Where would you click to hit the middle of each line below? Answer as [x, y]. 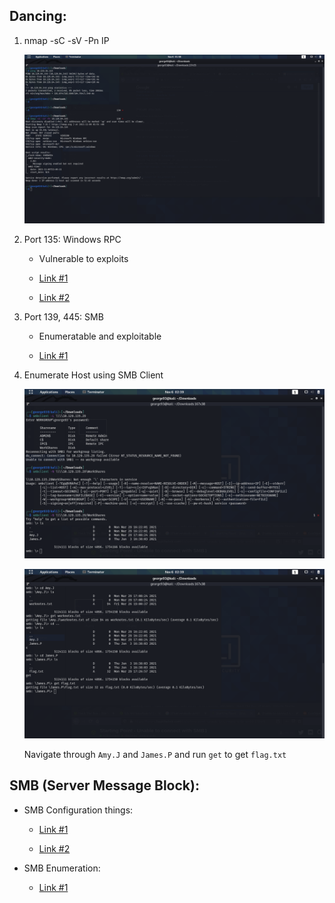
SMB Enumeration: [62, 868]
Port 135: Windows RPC [72, 239]
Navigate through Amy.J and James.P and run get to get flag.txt [155, 755]
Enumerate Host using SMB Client [93, 375]
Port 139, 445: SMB [63, 316]
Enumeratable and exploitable [100, 336]
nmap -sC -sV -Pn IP [66, 40]
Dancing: [38, 16]
